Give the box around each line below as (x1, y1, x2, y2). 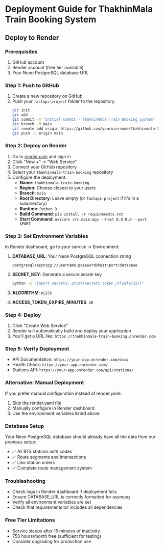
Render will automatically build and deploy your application (12, 328, 131, 334)
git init (12, 108, 30, 113)
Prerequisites (5, 48, 38, 55)
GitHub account (12, 59, 44, 65)
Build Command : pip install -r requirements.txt (19, 211, 123, 217)
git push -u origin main (12, 131, 63, 136)
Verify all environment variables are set (12, 499, 92, 505)
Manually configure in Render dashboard (12, 405, 95, 411)
